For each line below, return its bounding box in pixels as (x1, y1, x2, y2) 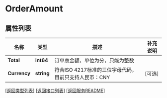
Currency (7, 70, 31, 77)
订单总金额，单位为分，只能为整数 (54, 57, 134, 64)
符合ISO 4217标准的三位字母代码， (54, 67, 137, 73)
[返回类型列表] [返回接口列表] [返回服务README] (5, 88, 105, 94)
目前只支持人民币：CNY (54, 74, 110, 81)
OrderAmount (5, 3, 63, 14)
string (35, 70, 50, 77)
